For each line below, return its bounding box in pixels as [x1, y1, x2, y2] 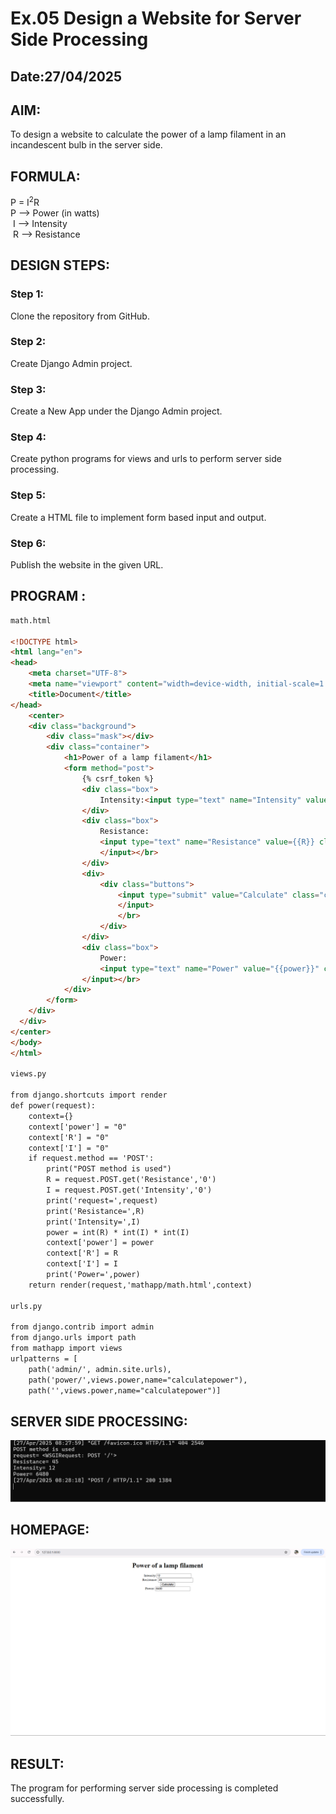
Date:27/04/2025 [10, 68, 123, 85]
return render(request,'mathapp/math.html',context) [28, 1280, 253, 1290]
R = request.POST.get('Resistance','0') [46, 1175, 217, 1185]
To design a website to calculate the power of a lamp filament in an [10, 128, 287, 141]
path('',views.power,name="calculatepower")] [28, 1385, 222, 1396]
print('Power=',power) [46, 1270, 141, 1280]
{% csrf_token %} [81, 773, 155, 784]
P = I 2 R [10, 195, 40, 208]
